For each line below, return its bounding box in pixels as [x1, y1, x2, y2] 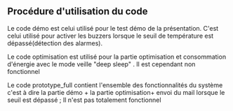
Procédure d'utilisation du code [7, 6, 148, 17]
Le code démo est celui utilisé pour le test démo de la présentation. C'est [7, 24, 219, 32]
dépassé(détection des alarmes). [7, 38, 103, 47]
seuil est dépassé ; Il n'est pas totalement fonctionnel [7, 96, 161, 104]
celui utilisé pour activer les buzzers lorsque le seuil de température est [7, 31, 214, 40]
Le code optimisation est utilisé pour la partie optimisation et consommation [7, 52, 227, 61]
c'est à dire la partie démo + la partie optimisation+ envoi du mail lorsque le [7, 88, 225, 96]
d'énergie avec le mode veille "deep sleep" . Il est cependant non [7, 59, 196, 68]
